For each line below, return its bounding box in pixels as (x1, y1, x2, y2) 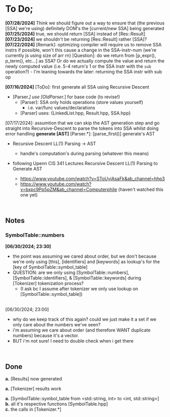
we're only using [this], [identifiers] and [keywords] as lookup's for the (12, 258, 160, 265)
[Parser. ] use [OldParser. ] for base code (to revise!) (12, 94, 120, 100)
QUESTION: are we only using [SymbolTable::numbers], (12, 269, 129, 275)
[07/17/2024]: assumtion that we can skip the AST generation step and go (5, 120, 160, 126)
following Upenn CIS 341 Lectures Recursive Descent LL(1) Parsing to (12, 160, 158, 166)
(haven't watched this (118, 186, 164, 192)
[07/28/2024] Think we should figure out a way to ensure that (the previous (5, 20, 165, 26)
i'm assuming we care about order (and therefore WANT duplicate (12, 327, 151, 333)
